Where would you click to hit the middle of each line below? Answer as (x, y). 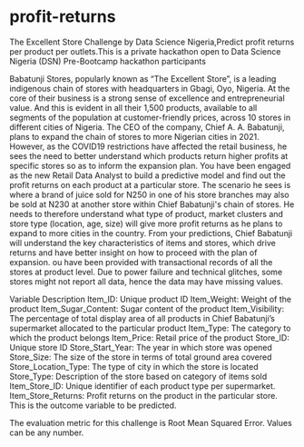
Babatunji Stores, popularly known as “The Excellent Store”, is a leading (143, 78)
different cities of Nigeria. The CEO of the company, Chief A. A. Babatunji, (147, 127)
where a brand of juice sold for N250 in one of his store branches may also (149, 194)
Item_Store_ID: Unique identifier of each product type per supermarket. (142, 386)
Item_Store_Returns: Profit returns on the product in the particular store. (144, 395)
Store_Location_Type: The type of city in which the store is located (134, 366)
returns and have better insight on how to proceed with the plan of (133, 253)
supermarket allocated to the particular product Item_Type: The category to (150, 328)
